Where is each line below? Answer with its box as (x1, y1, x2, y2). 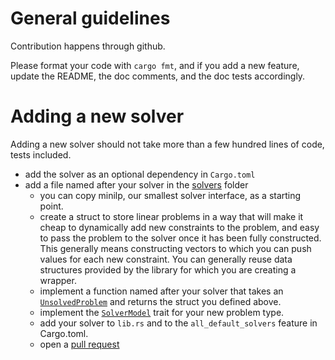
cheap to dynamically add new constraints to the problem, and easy (39, 221, 320, 233)
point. (39, 200, 64, 212)
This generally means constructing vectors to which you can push (39, 242, 312, 254)
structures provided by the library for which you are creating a (39, 263, 297, 276)
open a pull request (39, 338, 120, 350)
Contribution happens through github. (10, 40, 166, 52)
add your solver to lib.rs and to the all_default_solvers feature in (39, 317, 318, 329)
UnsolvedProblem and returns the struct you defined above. (39, 295, 282, 307)
